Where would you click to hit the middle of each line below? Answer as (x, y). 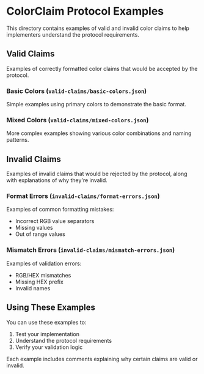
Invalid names (33, 288)
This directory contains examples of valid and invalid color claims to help (98, 28)
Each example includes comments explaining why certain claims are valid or (102, 359)
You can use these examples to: (46, 322)
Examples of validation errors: (44, 263)
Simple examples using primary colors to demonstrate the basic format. (96, 105)
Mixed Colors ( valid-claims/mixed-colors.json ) (78, 120)
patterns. (18, 140)
